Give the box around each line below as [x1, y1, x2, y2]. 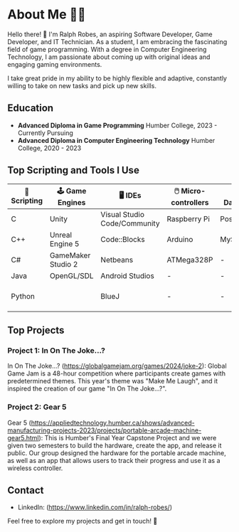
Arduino [166, 234, 193, 244]
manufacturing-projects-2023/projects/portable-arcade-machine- [7, 426, 202, 435]
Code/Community [100, 218, 160, 228]
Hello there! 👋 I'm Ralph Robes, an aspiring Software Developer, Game [7, 30, 213, 38]
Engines [58, 197, 86, 207]
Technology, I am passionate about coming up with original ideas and [7, 53, 211, 61]
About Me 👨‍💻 [7, 6, 87, 23]
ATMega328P [166, 255, 213, 265]
